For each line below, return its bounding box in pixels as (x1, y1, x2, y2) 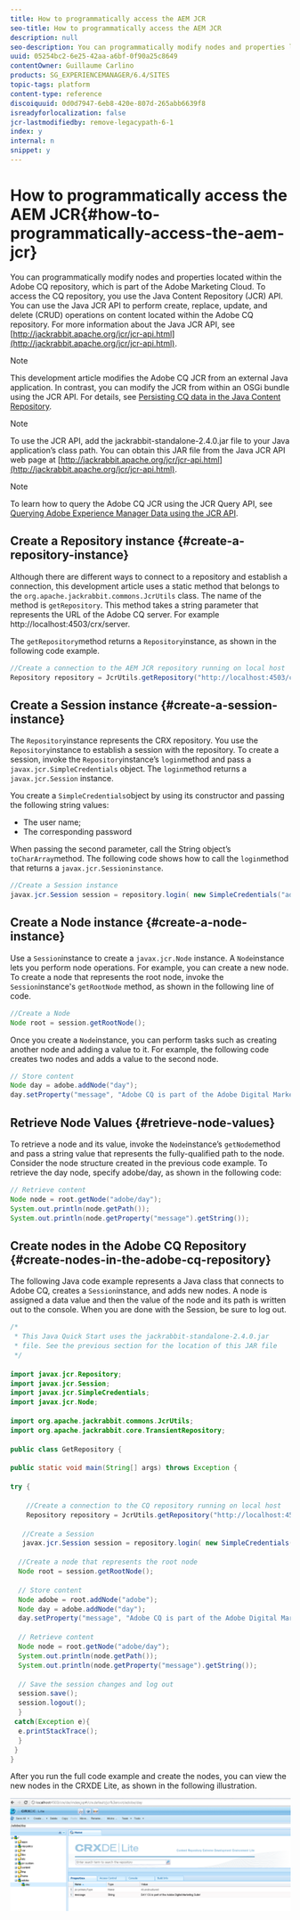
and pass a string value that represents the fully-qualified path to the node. (10, 1148, 285, 1158)
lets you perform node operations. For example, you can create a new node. (10, 962, 289, 973)
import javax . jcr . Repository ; (10, 1369, 123, 1378)
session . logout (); (18, 1698, 87, 1708)
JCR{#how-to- (49, 205, 160, 225)
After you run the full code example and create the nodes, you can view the (10, 1771, 288, 1782)
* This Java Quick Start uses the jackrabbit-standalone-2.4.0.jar (13, 1332, 270, 1341)
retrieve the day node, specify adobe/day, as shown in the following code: (10, 1167, 282, 1178)
